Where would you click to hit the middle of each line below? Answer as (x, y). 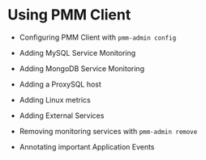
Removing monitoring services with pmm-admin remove (108, 131)
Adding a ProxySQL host (60, 84)
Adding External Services (62, 116)
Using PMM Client (69, 15)
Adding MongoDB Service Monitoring (82, 68)
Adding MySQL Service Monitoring (77, 53)
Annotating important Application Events (87, 146)
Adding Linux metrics (55, 99)
